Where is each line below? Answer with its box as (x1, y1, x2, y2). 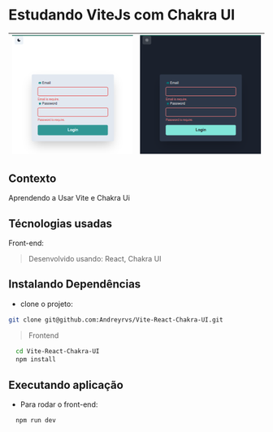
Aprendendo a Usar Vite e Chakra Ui (8, 193, 130, 203)
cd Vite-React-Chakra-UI (15, 347, 100, 355)
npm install (15, 356, 57, 364)
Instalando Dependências (8, 278, 141, 292)
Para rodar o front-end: (19, 400, 98, 409)
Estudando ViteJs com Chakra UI (8, 6, 236, 24)
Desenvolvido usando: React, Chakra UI (28, 253, 162, 263)
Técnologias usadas (8, 217, 112, 231)
